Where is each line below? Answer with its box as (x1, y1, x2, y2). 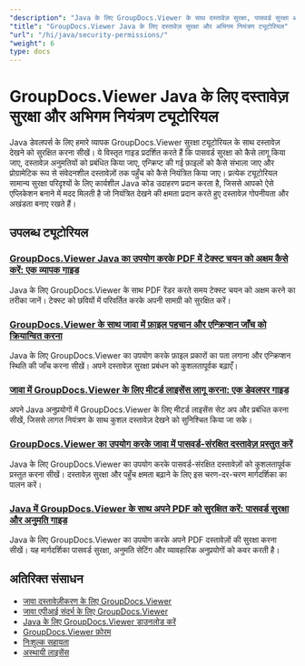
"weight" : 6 (9, 38, 54, 48)
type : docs (9, 47, 51, 56)
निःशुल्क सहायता (22, 636, 70, 647)
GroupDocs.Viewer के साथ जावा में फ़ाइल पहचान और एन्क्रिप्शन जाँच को (9, 318, 267, 330)
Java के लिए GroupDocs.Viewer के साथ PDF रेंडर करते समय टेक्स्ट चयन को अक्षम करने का (9, 284, 296, 296)
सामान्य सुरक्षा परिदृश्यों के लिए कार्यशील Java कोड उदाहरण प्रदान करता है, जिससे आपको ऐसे (9, 178, 274, 189)
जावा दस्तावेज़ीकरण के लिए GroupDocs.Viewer (22, 595, 172, 606)
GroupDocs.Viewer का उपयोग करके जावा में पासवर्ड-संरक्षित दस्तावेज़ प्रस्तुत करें (9, 438, 293, 450)
